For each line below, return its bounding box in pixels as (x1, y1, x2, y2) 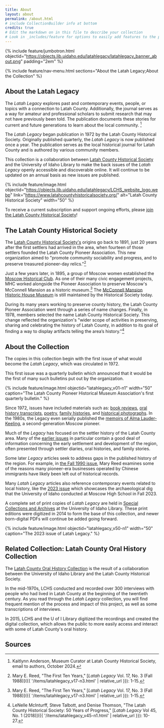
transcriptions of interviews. (5, 606, 62, 612)
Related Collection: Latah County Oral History (5, 545, 146, 553)
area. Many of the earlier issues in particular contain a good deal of (5, 435, 141, 441)
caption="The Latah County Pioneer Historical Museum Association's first (5, 390, 154, 396)
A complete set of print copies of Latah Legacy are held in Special (5, 500, 138, 506)
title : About (5, 7, 32, 12)
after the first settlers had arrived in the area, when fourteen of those (5, 245, 143, 251)
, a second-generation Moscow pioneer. (20, 420, 101, 427)
